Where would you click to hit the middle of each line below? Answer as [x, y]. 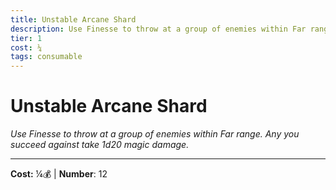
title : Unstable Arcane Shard [73, 19]
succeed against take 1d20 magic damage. [100, 145]
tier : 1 [26, 38]
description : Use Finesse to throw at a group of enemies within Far [158, 29]
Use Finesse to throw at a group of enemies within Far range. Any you [155, 134]
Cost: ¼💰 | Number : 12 [59, 174]
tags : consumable [46, 57]
